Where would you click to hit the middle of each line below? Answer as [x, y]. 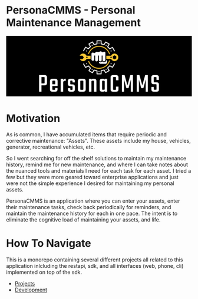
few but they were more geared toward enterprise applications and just [92, 177]
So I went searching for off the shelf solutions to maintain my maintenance [96, 159]
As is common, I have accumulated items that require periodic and [86, 135]
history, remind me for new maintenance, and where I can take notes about [97, 164]
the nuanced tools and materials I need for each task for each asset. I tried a [99, 171]
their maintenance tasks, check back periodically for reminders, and [89, 207]
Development [31, 290]
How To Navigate [49, 243]
